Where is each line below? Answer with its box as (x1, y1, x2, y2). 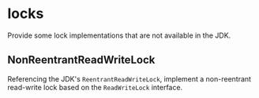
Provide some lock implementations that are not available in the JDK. (7, 31, 231, 40)
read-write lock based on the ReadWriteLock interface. (7, 82, 183, 92)
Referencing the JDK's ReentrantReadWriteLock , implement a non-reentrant (7, 74, 252, 83)
